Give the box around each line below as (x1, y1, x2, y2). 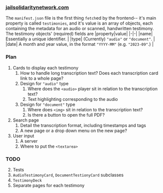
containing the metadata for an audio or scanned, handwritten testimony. (5, 26, 154, 32)
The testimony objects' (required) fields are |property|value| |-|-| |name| (5, 31, 153, 37)
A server (20, 138, 38, 144)
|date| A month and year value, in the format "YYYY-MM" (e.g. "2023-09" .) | (5, 41, 154, 47)
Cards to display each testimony (12, 64, 79, 70)
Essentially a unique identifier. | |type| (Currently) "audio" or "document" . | (5, 36, 155, 42)
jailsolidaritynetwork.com (5, 4, 69, 11)
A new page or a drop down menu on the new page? (20, 128, 127, 133)
